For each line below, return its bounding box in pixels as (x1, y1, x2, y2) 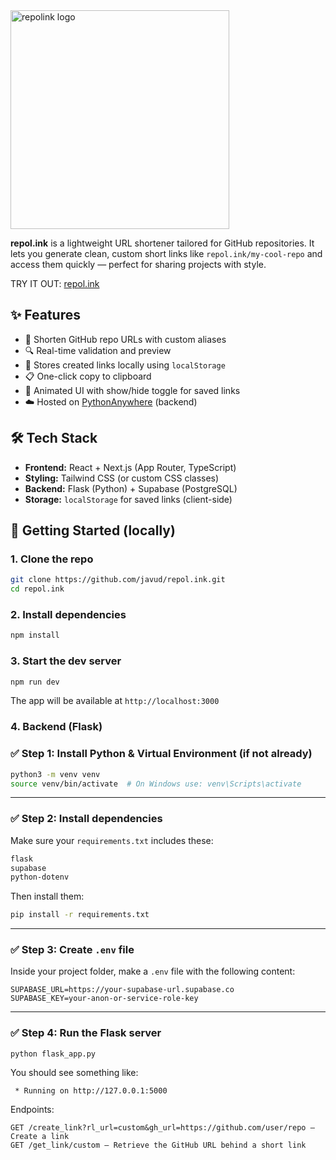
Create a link (10, 1131, 70, 1141)
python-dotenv (10, 872, 70, 883)
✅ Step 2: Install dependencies (10, 812, 163, 826)
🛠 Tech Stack (10, 430, 98, 447)
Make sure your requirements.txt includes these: (10, 834, 214, 846)
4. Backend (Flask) (10, 720, 103, 734)
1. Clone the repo (10, 552, 94, 566)
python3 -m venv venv (10, 769, 101, 779)
